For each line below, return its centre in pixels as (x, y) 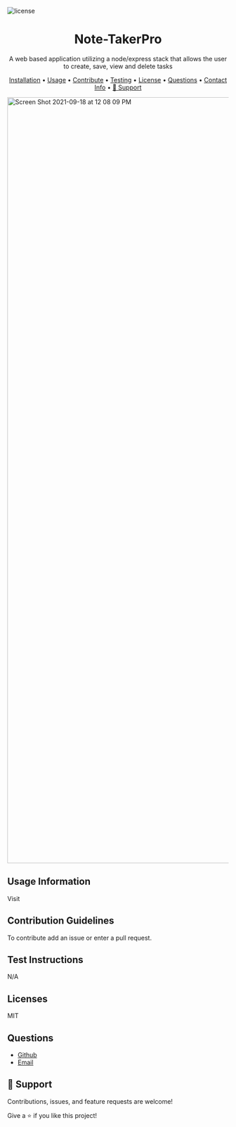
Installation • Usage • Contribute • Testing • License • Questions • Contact (118, 80)
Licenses (27, 999)
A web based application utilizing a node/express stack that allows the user (118, 58)
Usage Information (49, 882)
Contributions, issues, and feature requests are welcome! (90, 1101)
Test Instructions (45, 960)
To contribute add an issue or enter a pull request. (80, 938)
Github (27, 1055)
